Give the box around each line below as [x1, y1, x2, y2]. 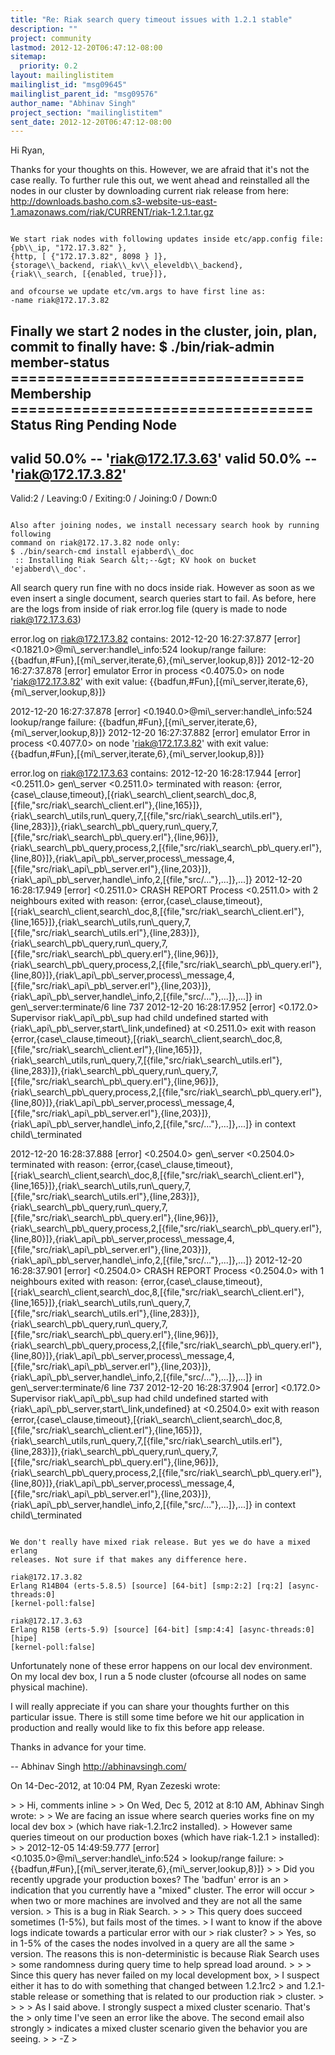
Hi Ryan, [10, 144, 45, 156]
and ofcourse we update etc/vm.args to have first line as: [10, 287, 267, 297]
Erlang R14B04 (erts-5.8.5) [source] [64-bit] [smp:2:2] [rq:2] [10, 1581, 284, 1591]
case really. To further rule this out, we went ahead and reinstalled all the [10, 174, 310, 186]
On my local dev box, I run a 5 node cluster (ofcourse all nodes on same [10, 1671, 307, 1683]
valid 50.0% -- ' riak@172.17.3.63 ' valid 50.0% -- [10, 451, 318, 468]
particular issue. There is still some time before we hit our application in [10, 1711, 305, 1723]
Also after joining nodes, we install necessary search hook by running [10, 521, 320, 531]
